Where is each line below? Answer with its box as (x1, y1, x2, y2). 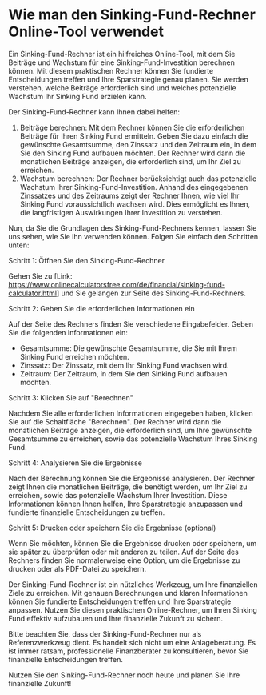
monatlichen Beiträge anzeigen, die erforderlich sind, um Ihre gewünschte (8, 425, 252, 435)
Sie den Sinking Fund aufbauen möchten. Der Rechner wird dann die (19, 148, 246, 158)
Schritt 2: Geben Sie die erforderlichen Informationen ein (8, 303, 195, 313)
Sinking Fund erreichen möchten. (19, 352, 129, 361)
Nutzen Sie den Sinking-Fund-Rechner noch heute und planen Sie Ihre (8, 670, 240, 680)
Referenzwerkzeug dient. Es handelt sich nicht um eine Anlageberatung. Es (8, 637, 256, 647)
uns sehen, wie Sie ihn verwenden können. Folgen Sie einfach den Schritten (8, 231, 259, 241)
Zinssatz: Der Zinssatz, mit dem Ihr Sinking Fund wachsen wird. (19, 360, 229, 370)
